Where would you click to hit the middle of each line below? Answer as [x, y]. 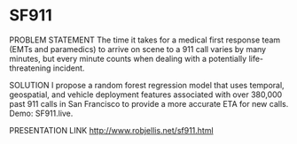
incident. [69, 68]
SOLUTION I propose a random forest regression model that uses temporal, [147, 85]
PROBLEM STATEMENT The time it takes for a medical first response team [145, 40]
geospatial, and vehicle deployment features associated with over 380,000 [146, 95]
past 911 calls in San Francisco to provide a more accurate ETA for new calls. [149, 103]
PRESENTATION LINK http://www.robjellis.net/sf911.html [112, 130]
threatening [30, 68]
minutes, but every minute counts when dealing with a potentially [128, 58]
